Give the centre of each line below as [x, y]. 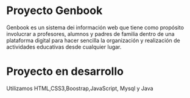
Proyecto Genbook [55, 11]
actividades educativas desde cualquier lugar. [64, 47]
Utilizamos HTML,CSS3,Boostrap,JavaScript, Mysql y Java [80, 88]
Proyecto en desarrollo [65, 72]
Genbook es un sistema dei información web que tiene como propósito [95, 27]
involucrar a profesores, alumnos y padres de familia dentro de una [90, 33]
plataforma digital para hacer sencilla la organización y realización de [93, 40]
